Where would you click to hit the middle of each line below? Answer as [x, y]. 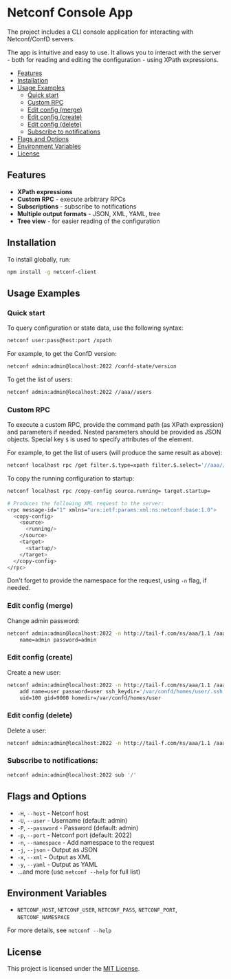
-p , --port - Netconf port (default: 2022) [74, 835]
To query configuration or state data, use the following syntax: [95, 328]
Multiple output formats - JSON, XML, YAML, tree [88, 213]
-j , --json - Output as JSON [57, 850]
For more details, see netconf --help [59, 930]
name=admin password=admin [58, 640]
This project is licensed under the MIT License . [74, 969]
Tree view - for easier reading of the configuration [88, 221]
